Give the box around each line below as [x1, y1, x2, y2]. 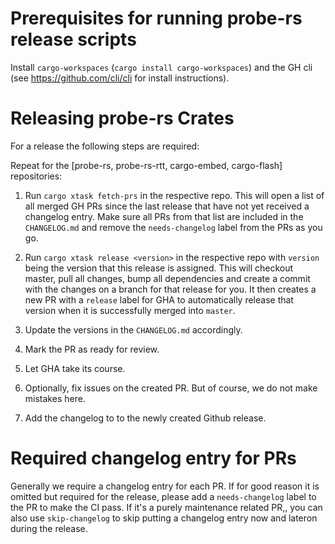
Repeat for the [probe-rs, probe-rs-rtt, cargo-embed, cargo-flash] [10, 159, 283, 171]
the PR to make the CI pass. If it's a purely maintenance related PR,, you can [10, 501, 323, 513]
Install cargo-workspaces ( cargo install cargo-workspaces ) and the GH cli [10, 61, 313, 73]
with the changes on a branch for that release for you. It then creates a [24, 283, 317, 295]
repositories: [10, 170, 63, 182]
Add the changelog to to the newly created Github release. [24, 412, 267, 424]
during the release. [10, 522, 88, 534]
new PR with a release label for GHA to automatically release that [24, 293, 294, 306]
